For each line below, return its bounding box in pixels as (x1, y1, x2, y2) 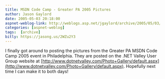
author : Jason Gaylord (5, 12, 52, 17)
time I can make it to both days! (5, 68, 69, 74)
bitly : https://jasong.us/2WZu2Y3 (5, 35, 76, 39)
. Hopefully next (123, 63, 156, 69)
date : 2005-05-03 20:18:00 (5, 16, 60, 21)
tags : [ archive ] (5, 30, 41, 35)
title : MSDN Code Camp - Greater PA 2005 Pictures (5, 7, 111, 12)
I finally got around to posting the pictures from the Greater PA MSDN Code (5, 47, 158, 54)
